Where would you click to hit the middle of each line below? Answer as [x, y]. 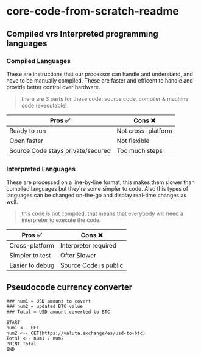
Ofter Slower [78, 256]
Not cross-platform [144, 131]
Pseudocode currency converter [69, 287]
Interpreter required [88, 246]
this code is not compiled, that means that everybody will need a [102, 214]
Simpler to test [30, 256]
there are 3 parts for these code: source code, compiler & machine [105, 98]
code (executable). [45, 105]
